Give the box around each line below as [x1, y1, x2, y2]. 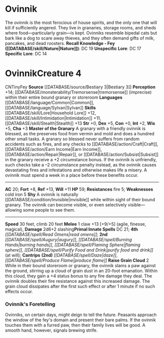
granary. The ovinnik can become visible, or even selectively [5, 202, 127, 208]
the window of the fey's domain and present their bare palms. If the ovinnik [5, 317, 156, 323]
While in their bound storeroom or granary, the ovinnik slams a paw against [5, 262, 156, 268]
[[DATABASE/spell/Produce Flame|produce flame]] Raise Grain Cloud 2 [5, 257, 149, 263]
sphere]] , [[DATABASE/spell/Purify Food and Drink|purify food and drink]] [5, 247, 154, 253]
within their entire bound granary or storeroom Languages [5, 94, 123, 100]
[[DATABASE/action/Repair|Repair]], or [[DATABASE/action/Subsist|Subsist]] [5, 151, 159, 157]
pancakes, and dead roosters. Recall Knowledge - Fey [5, 40, 115, 46]
